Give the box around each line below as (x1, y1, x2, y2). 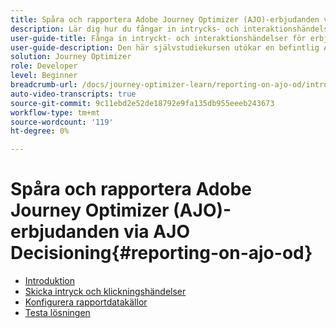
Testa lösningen (24, 307, 91, 319)
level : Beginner (10, 71, 78, 81)
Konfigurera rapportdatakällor (24, 296, 148, 308)
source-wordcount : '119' (10, 117, 114, 127)
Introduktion (24, 275, 76, 287)
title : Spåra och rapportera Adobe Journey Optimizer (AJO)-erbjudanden (10, 14, 320, 25)
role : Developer (10, 61, 78, 71)
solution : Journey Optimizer (10, 52, 132, 62)
